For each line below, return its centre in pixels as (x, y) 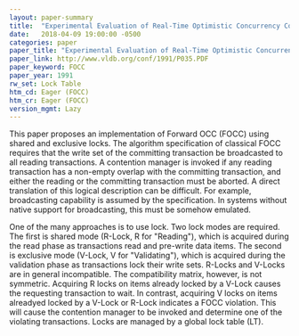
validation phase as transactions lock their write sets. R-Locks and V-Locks (147, 265)
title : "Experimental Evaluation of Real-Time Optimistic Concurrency (145, 26)
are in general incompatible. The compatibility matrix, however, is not (136, 275)
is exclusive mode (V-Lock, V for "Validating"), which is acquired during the (148, 256)
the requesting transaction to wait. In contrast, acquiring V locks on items (143, 293)
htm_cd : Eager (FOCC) (49, 92)
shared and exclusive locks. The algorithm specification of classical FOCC (145, 143)
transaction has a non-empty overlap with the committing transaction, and (145, 172)
